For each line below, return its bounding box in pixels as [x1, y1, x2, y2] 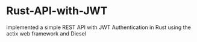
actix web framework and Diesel [6, 30, 86, 37]
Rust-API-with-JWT [6, 4, 108, 18]
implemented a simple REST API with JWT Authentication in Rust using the [6, 24, 191, 31]
